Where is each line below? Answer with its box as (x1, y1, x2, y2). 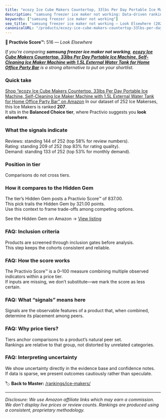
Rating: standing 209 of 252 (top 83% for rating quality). (5, 143, 120, 149)
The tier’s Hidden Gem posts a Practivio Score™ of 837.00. (5, 196, 124, 202)
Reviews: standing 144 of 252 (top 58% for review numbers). (5, 138, 129, 144)
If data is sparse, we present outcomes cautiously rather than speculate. (5, 371, 153, 376)
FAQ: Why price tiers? (5, 325, 59, 332)
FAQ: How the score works (5, 257, 70, 264)
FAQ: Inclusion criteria (5, 228, 60, 235)
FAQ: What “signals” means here (5, 296, 86, 303)
